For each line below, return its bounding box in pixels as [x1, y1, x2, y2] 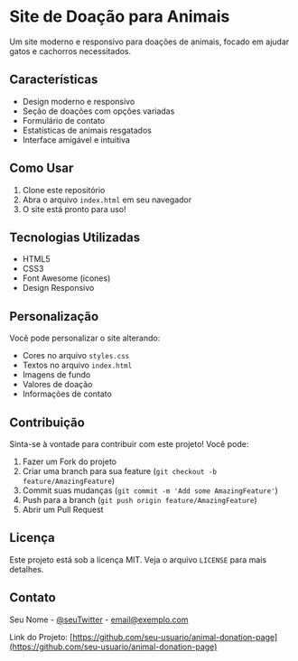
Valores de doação [22, 379, 93, 390]
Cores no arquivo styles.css [22, 350, 130, 361]
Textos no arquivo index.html [22, 359, 133, 371]
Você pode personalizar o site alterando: [9, 332, 161, 344]
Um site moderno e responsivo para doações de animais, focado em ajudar [9, 36, 290, 47]
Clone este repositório [22, 184, 106, 195]
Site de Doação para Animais [9, 6, 230, 27]
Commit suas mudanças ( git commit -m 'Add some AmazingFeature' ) [22, 485, 278, 496]
